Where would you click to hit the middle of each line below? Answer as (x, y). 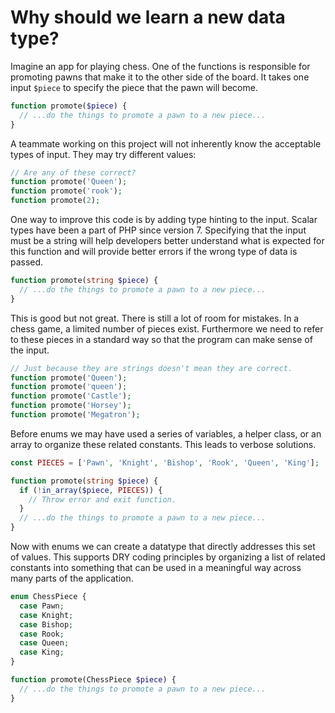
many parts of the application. (72, 578)
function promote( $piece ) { (69, 106)
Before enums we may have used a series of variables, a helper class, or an (166, 433)
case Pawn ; (42, 606)
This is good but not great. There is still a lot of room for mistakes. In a (155, 318)
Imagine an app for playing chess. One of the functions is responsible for (160, 66)
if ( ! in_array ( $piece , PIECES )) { (91, 490)
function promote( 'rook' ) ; (66, 191)
